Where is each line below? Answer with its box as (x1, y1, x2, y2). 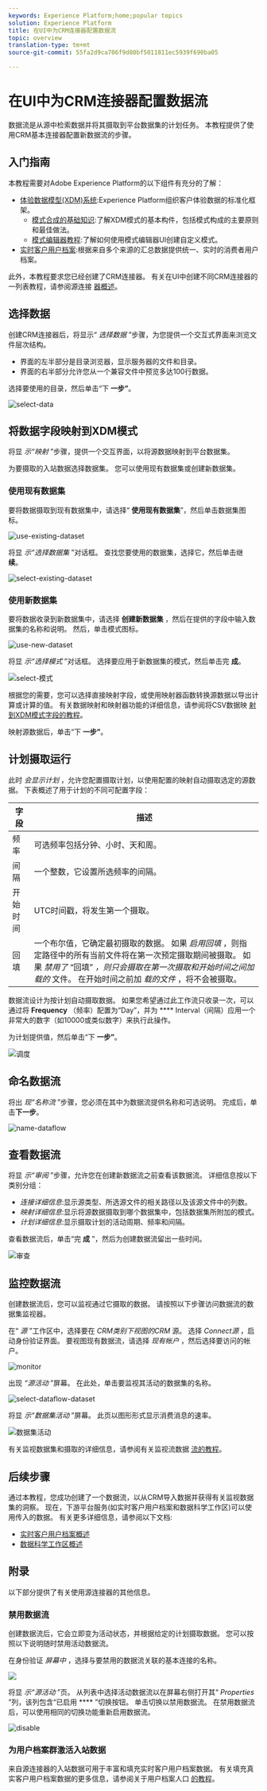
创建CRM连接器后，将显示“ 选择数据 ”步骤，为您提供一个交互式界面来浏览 (8, 329, 250, 339)
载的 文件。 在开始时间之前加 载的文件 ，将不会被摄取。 (33, 973, 242, 985)
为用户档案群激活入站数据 (8, 1745, 106, 1756)
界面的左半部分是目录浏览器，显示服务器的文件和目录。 (19, 356, 201, 366)
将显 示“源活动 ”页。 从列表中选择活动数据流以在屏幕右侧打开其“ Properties (8, 1688, 254, 1697)
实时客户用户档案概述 (19, 1529, 90, 1539)
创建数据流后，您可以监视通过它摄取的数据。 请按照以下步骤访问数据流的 (8, 1300, 247, 1309)
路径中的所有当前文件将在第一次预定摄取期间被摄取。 (41, 950, 241, 961)
